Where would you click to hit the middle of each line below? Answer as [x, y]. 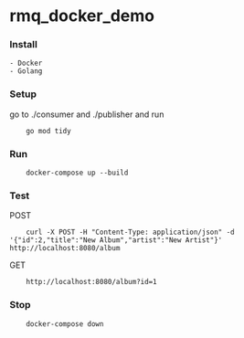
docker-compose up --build [77, 173]
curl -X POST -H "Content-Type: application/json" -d [130, 232]
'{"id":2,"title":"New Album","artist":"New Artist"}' [116, 240]
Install [24, 45]
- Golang [26, 71]
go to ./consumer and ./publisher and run [87, 114]
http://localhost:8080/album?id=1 [91, 282]
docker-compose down [65, 324]
